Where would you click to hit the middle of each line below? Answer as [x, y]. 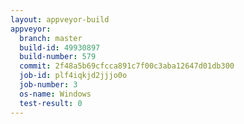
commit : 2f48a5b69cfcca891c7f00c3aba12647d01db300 [127, 66]
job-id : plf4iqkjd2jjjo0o [73, 76]
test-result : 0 [51, 103]
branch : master [51, 38]
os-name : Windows [55, 94]
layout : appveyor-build [60, 19]
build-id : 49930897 [60, 47]
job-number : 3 [48, 85]
